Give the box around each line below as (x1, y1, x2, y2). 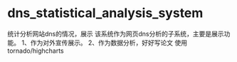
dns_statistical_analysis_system (7, 5, 204, 21)
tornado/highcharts (7, 46, 64, 55)
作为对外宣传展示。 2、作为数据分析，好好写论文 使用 (30, 38, 188, 47)
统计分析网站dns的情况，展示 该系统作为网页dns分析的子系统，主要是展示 (7, 29, 224, 38)
